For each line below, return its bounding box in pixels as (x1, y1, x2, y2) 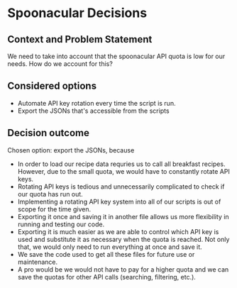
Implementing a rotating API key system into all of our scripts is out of (17, 197, 221, 206)
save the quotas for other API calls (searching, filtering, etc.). (17, 272, 197, 281)
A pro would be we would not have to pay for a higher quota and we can (17, 265, 229, 274)
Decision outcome (7, 127, 90, 139)
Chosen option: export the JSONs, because (7, 145, 135, 154)
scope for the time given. (17, 204, 91, 214)
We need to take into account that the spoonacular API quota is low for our (7, 52, 226, 60)
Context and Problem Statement (7, 33, 153, 45)
